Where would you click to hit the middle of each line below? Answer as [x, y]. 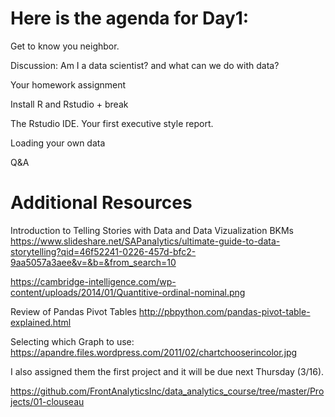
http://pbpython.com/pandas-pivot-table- [224, 311]
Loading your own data [58, 143]
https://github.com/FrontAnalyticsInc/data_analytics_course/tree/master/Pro [167, 391]
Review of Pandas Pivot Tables [73, 311]
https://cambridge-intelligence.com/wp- [93, 281]
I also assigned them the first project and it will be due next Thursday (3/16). [167, 371]
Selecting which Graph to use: [72, 341]
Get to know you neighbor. [65, 46]
